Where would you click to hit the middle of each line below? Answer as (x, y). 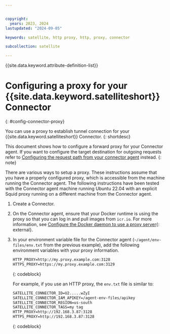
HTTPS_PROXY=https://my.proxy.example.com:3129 (63, 264)
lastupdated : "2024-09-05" (34, 28)
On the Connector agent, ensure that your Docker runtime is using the (85, 214)
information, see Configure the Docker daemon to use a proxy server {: (86, 225)
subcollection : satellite (32, 47)
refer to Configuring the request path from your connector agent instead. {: (83, 157)
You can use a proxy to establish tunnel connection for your (68, 131)
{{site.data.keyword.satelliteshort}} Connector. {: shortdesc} (68, 137)
